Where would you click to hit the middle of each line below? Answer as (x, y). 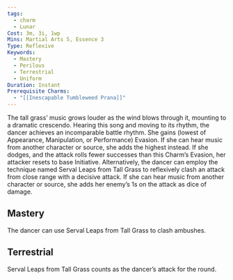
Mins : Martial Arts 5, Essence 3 (56, 40)
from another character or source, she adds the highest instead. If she (108, 147)
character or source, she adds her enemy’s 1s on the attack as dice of (107, 184)
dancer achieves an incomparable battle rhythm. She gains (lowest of (107, 132)
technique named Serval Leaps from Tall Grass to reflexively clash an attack (116, 169)
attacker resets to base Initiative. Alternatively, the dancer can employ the (113, 162)
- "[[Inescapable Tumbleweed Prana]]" (70, 98)
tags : (15, 14)
